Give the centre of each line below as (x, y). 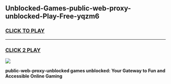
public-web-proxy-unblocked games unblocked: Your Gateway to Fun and (85, 70)
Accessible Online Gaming (34, 76)
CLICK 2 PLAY (23, 50)
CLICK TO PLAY (25, 31)
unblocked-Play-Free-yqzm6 (52, 17)
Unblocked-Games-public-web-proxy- (68, 8)
